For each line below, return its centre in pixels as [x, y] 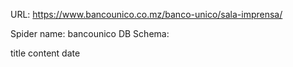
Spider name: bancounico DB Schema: [90, 33]
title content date [45, 53]
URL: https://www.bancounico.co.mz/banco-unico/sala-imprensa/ [146, 14]
